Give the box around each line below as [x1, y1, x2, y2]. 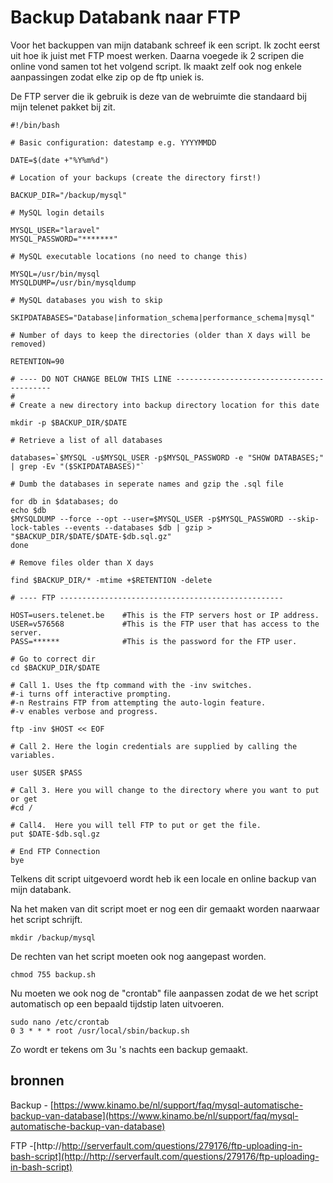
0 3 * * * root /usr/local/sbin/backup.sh [10, 1026, 190, 1036]
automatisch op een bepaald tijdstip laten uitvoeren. [10, 997, 225, 1010]
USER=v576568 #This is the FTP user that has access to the [10, 619, 320, 629]
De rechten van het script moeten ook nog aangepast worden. [10, 950, 267, 962]
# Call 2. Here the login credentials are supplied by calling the [10, 741, 298, 751]
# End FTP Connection [10, 846, 101, 856]
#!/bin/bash [10, 120, 60, 130]
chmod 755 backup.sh [10, 969, 97, 980]
